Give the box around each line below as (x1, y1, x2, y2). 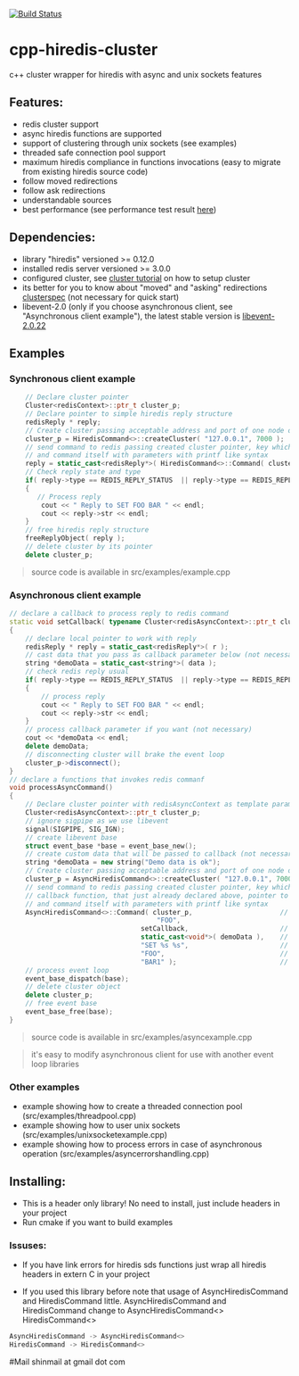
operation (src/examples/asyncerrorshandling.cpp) (21, 1148, 210, 1159)
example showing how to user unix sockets (21, 1120, 181, 1131)
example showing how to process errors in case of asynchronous (21, 1139, 263, 1150)
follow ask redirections (21, 185, 106, 195)
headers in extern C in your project (21, 1269, 150, 1280)
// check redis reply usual (25, 667, 129, 676)
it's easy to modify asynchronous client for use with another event (30, 1049, 274, 1059)
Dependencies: (9, 230, 96, 245)
